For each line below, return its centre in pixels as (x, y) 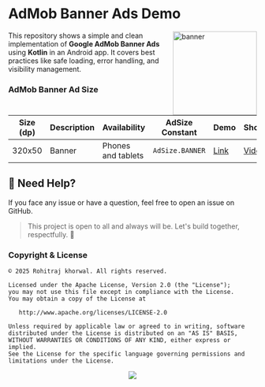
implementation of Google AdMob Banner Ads (84, 43)
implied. (22, 348)
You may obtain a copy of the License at (77, 299)
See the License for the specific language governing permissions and (127, 354)
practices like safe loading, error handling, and (84, 61)
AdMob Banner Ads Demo (95, 14)
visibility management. (45, 69)
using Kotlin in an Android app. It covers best (82, 52)
